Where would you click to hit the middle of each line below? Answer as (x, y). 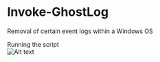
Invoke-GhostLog (58, 12)
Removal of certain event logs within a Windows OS (80, 31)
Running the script (33, 44)
